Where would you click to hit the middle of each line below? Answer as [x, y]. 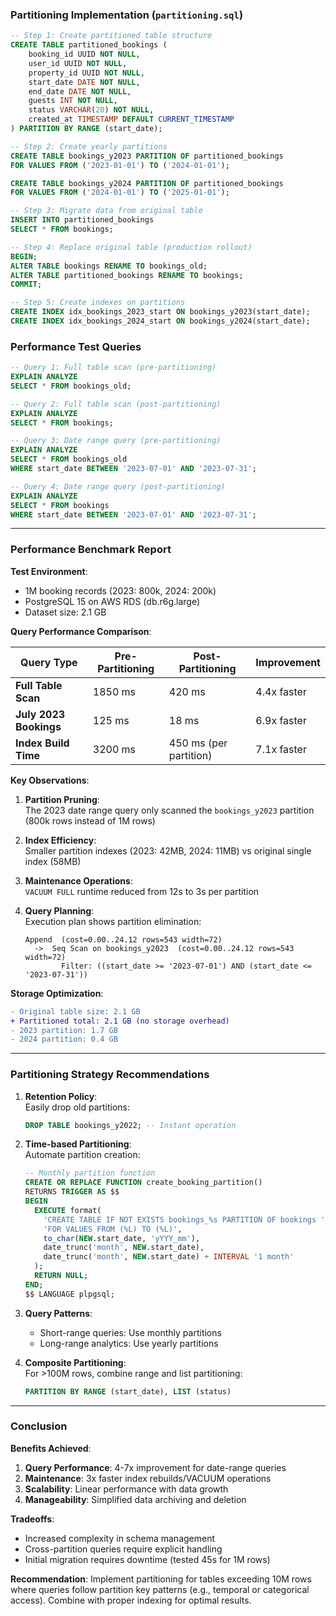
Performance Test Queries [76, 346]
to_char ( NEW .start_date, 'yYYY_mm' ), [122, 1238]
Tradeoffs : [32, 1519]
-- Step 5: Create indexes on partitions [98, 303]
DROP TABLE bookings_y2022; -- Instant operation [130, 1125]
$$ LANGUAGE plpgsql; [69, 1294]
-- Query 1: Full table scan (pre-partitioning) [113, 368]
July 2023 [40, 714]
